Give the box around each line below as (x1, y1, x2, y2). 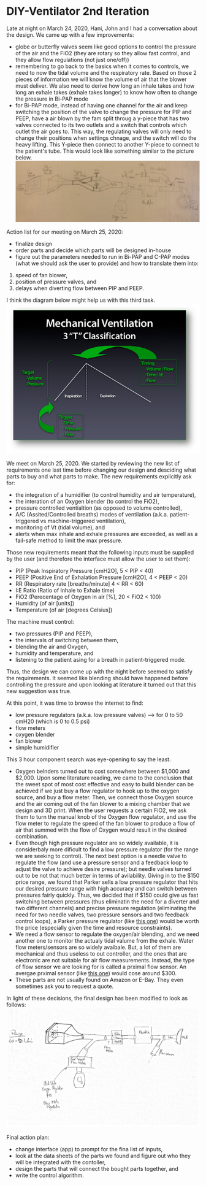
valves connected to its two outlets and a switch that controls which (15, 121, 187, 128)
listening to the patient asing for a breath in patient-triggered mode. (15, 656, 186, 663)
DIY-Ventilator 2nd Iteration (6, 4, 150, 18)
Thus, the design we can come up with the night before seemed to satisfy (6, 667, 193, 675)
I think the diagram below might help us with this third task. (6, 296, 155, 304)
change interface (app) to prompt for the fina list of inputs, (15, 1145, 163, 1152)
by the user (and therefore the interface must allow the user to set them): (6, 555, 191, 562)
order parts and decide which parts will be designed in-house (15, 247, 172, 254)
